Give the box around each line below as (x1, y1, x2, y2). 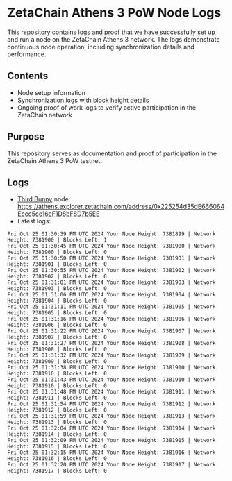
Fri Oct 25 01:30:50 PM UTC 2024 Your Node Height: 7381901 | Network (7, 255, 216, 262)
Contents (7, 70, 49, 82)
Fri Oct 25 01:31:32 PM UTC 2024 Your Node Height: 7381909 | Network (7, 352, 216, 359)
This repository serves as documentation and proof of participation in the (7, 149, 217, 158)
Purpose (7, 130, 45, 143)
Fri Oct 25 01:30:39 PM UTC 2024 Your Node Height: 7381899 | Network (7, 230, 216, 237)
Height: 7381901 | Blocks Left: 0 (7, 261, 108, 268)
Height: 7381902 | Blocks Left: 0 (7, 273, 108, 280)
